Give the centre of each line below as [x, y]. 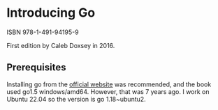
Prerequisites [36, 68]
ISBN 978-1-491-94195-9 [43, 32]
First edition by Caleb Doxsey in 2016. [61, 45]
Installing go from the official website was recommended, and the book [109, 84]
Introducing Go [51, 13]
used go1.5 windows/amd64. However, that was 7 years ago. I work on [108, 91]
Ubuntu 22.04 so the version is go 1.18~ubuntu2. [76, 99]
